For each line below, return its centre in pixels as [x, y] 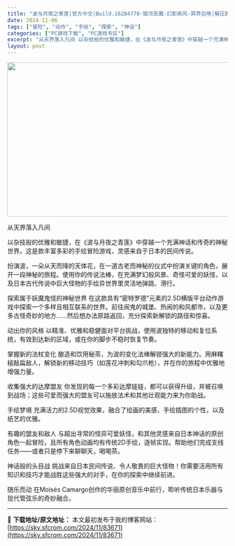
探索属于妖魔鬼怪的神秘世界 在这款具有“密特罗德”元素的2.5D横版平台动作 [113, 298]
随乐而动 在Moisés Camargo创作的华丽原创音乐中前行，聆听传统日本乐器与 [115, 489]
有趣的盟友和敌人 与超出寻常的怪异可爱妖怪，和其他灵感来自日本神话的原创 [115, 433]
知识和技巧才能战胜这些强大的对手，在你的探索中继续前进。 [93, 475]
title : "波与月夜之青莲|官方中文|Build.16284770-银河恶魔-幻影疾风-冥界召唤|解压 [116, 14]
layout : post [26, 46]
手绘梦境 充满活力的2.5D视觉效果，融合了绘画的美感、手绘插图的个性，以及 [116, 410]
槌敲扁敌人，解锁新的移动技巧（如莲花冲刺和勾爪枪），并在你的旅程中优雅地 [116, 363]
